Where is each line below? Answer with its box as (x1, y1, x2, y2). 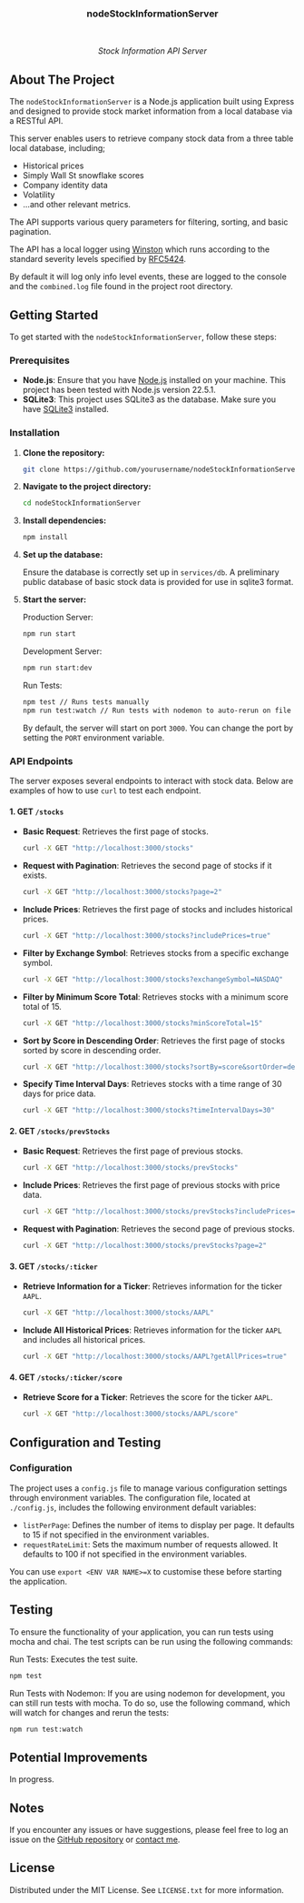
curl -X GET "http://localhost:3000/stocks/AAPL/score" (22, 1409, 239, 1419)
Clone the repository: (22, 447, 105, 458)
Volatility (22, 189, 55, 200)
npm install (22, 533, 68, 542)
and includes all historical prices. (22, 1334, 146, 1345)
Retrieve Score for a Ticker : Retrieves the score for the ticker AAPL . (22, 1392, 274, 1403)
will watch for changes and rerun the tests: (9, 1707, 170, 1717)
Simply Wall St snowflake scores (22, 170, 144, 181)
